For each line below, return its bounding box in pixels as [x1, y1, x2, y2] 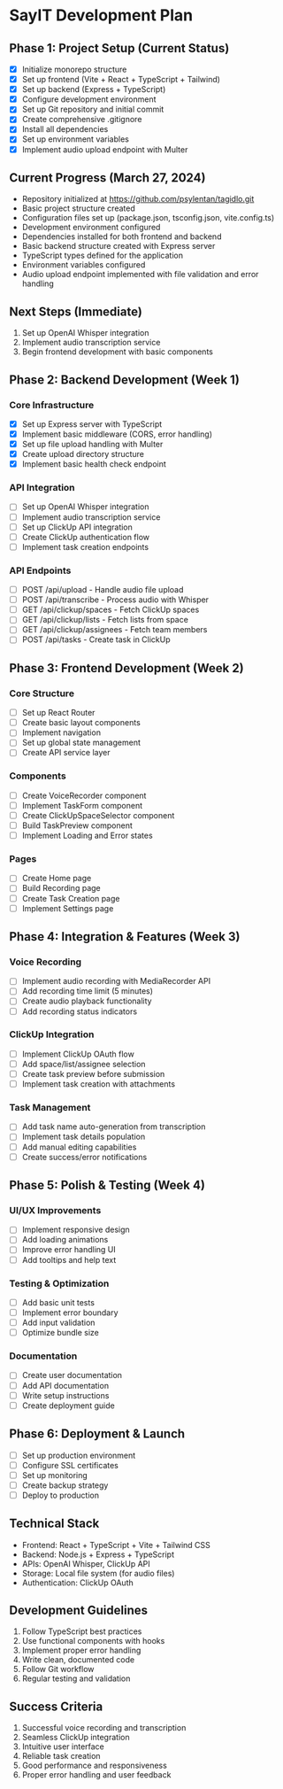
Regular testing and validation [21, 1673, 131, 1684]
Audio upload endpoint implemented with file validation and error [21, 269, 259, 280]
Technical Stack [9, 1516, 100, 1531]
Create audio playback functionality [21, 995, 152, 1006]
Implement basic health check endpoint [21, 459, 166, 469]
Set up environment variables [21, 134, 130, 144]
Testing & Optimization [9, 1277, 110, 1289]
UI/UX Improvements [9, 1204, 102, 1216]
